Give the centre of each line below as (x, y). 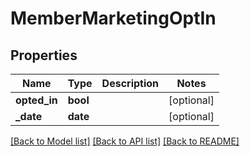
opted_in (36, 100)
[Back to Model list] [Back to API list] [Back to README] (125, 141)
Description (130, 83)
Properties (44, 55)
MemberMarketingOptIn (113, 18)
